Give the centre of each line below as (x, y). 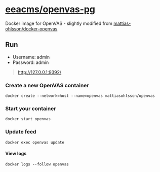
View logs (16, 154)
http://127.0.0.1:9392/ (39, 72)
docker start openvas (28, 119)
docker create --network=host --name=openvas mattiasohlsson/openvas (80, 96)
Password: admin (31, 62)
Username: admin (31, 57)
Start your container (31, 109)
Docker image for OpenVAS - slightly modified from (59, 23)
